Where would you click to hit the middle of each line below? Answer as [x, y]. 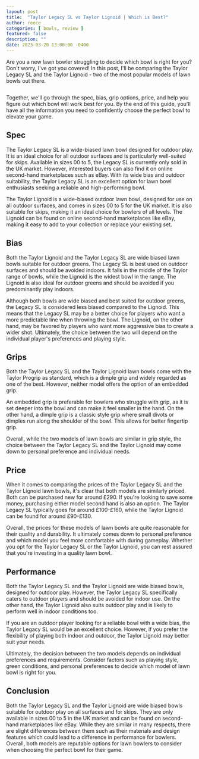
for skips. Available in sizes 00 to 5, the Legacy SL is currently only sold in [97, 162]
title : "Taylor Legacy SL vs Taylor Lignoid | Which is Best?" [87, 17]
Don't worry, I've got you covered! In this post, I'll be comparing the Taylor [97, 68]
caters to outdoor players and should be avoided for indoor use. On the [93, 598]
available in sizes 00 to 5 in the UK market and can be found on [84, 718]
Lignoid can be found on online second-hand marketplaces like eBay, [91, 218]
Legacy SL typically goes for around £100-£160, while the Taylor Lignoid [94, 510]
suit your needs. [26, 642]
